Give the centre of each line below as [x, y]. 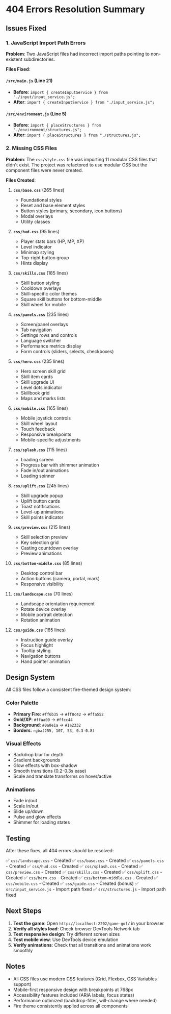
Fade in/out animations [45, 470]
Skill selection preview [44, 537]
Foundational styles [41, 200]
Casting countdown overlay [49, 548]
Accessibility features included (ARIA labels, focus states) [74, 995]
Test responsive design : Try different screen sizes [66, 934]
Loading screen [37, 459]
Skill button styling [40, 283]
